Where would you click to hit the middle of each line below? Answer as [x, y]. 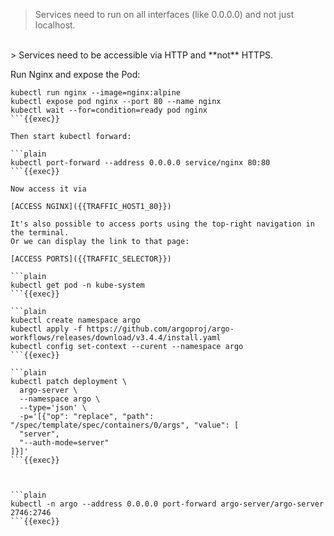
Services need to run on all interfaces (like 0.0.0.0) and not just [164, 14]
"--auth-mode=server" [64, 443]
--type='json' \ [53, 408]
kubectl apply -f [46, 329]
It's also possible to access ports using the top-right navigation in [162, 224]
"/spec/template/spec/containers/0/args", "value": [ [125, 425]
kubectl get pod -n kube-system [77, 285]
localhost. [55, 25]
